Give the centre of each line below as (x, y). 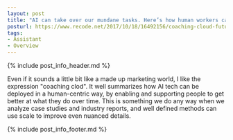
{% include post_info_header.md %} (59, 65)
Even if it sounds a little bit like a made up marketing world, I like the (104, 79)
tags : (15, 33)
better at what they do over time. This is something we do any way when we (116, 101)
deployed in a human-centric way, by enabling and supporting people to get (115, 94)
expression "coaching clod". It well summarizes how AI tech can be (103, 86)
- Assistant (24, 40)
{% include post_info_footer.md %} (57, 129)
